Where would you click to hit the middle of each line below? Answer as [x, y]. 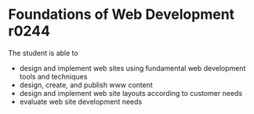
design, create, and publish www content [86, 85]
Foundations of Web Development [122, 15]
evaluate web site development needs [81, 101]
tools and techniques [53, 76]
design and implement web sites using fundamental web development [132, 68]
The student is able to [43, 53]
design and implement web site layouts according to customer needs [131, 93]
